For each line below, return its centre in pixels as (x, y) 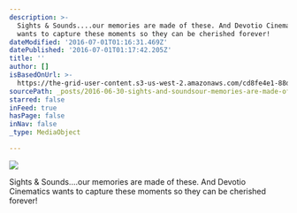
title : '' (27, 58)
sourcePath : (31, 91)
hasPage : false (37, 116)
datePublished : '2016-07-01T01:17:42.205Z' (91, 50)
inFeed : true (33, 108)
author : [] (29, 67)
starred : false (37, 99)
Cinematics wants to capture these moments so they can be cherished (138, 191)
